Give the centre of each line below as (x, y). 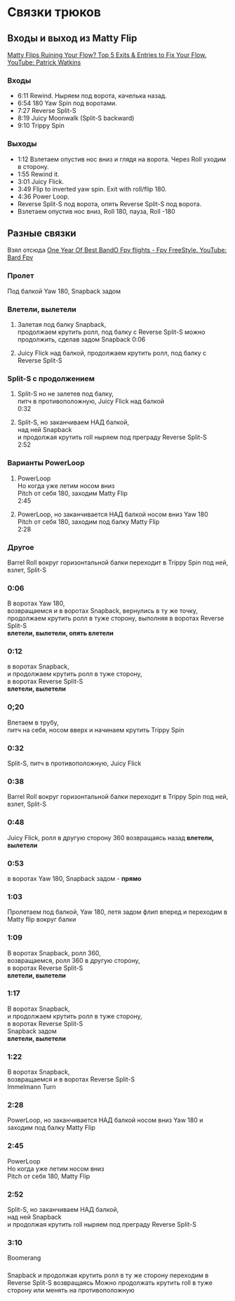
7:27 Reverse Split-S (47, 111)
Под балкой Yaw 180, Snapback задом (64, 291)
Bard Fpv (20, 257)
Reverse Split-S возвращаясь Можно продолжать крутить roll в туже (110, 1283)
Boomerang (24, 1258)
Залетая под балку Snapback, (62, 324)
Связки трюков (54, 12)
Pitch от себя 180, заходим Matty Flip (73, 493)
